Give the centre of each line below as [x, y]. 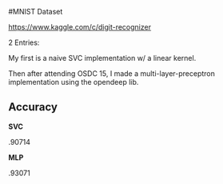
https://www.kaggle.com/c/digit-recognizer [80, 27]
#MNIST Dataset [36, 12]
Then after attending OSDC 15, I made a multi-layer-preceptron [112, 74]
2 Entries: [24, 42]
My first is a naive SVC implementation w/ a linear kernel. [102, 58]
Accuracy [33, 107]
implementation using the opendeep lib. [74, 82]
